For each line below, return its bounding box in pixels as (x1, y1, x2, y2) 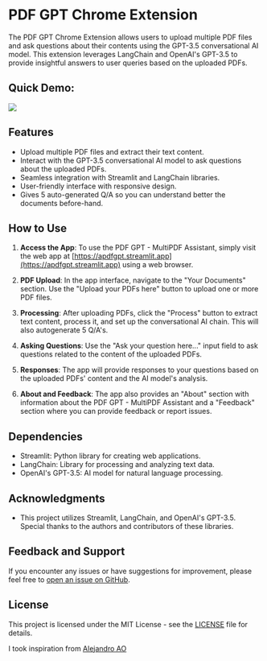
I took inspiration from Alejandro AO (8, 643, 127, 653)
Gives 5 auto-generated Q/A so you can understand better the (19, 189, 226, 199)
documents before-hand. (19, 198, 104, 208)
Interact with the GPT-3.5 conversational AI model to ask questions (19, 155, 242, 165)
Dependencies (8, 429, 83, 444)
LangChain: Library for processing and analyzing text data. (19, 460, 215, 469)
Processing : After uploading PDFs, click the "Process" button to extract (19, 308, 258, 318)
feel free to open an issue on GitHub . (8, 574, 130, 585)
